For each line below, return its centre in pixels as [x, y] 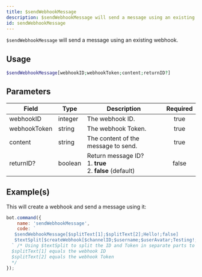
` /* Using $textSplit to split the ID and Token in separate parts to [103, 246]
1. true [96, 163]
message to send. [112, 146]
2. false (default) [111, 170]
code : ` [26, 229]
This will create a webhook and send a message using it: [76, 207]
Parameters [29, 92]
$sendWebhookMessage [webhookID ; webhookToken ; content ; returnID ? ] [88, 73]
